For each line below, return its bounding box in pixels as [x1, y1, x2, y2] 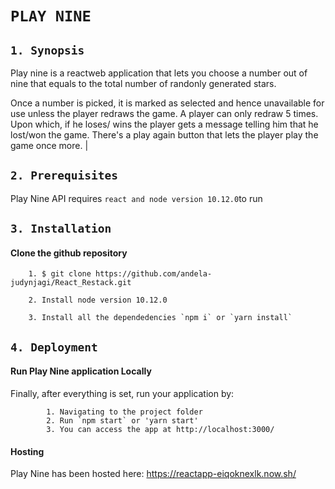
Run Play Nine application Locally [10, 365, 152, 377]
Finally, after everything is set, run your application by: [10, 388, 235, 399]
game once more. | [10, 140, 89, 151]
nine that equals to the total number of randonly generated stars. [10, 78, 277, 89]
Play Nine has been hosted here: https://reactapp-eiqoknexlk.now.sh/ [10, 468, 297, 480]
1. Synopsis [10, 43, 85, 57]
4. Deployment [10, 340, 98, 354]
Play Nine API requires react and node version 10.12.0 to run [10, 192, 263, 204]
